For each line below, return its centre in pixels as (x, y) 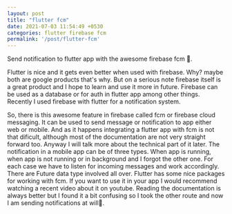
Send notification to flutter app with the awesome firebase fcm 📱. (100, 59)
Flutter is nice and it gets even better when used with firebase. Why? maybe (115, 72)
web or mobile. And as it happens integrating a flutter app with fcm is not (111, 130)
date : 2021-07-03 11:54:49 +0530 (55, 26)
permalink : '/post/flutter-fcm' (54, 39)
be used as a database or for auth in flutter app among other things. (104, 95)
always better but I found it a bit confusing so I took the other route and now (115, 196)
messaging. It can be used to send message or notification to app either (109, 122)
